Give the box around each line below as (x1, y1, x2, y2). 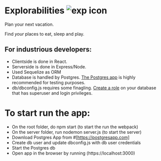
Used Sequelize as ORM (11, 69, 61, 75)
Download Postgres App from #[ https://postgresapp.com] (11, 134, 130, 140)
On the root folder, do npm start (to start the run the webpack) (11, 124, 139, 130)
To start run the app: (4, 107, 90, 118)
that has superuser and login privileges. (11, 90, 93, 96)
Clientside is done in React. (11, 58, 68, 64)
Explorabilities (4, 5, 65, 16)
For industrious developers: (4, 45, 92, 54)
